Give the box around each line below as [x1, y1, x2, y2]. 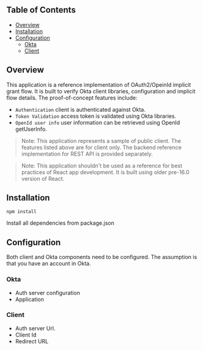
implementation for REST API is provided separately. [21, 150, 153, 158]
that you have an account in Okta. [6, 260, 91, 268]
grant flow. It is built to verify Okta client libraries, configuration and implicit [6, 87, 196, 95]
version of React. [21, 175, 65, 182]
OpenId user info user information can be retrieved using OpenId [15, 118, 180, 126]
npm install [6, 209, 37, 215]
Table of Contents [6, 5, 76, 15]
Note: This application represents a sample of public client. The [21, 137, 182, 144]
